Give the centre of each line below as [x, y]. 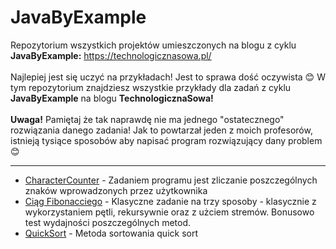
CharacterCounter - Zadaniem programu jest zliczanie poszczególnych [171, 180]
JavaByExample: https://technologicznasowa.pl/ [111, 55]
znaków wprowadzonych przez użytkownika [116, 190]
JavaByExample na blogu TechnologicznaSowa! [112, 98]
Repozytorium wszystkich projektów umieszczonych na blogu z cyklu [153, 45]
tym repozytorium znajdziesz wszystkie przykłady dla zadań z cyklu [151, 87]
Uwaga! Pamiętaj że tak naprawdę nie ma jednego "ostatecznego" [147, 119]
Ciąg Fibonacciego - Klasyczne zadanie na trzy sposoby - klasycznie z [170, 201]
